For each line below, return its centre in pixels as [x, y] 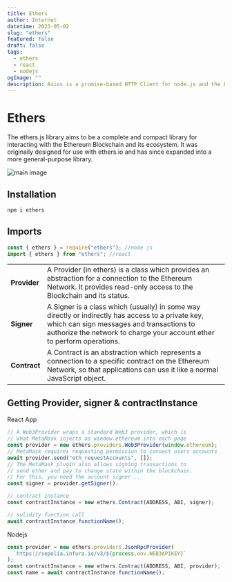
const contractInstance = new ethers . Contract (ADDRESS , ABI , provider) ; [114, 566]
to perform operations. [84, 341]
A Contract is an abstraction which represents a [124, 352]
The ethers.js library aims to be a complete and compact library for [102, 137]
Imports [25, 232]
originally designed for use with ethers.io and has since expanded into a [109, 152]
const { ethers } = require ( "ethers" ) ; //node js [80, 248]
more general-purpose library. [50, 159]
